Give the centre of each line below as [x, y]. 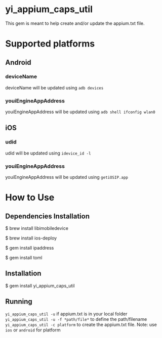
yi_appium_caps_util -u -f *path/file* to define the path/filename [76, 319]
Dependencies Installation [48, 216]
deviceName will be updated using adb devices [54, 87]
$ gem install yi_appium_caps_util [40, 285]
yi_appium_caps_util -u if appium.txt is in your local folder [66, 314]
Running [19, 302]
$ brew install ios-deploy [31, 238]
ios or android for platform [33, 330]
